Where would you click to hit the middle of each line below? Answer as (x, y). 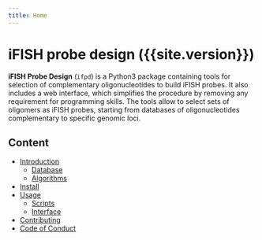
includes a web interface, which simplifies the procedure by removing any (128, 93)
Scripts (43, 203)
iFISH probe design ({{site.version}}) (131, 54)
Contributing (40, 220)
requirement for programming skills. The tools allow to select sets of (119, 101)
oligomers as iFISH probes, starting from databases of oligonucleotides (124, 109)
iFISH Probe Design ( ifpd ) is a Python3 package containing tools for (120, 76)
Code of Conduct (48, 228)
